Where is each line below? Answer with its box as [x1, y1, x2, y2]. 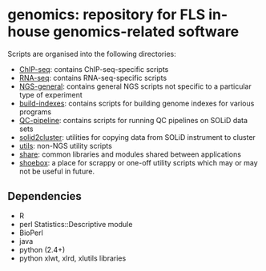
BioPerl [18, 228, 43, 237]
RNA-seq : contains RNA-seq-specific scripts [18, 73, 167, 82]
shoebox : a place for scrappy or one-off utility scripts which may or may [18, 157, 258, 167]
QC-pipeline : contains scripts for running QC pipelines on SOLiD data [18, 115, 248, 125]
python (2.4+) [18, 245, 66, 254]
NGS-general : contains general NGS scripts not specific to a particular [18, 82, 252, 91]
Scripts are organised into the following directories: [7, 49, 177, 58]
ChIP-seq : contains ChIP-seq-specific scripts [18, 64, 169, 74]
